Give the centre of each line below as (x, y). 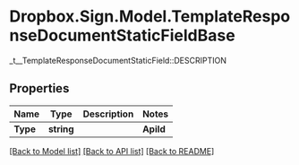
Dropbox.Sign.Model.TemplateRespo (150, 17)
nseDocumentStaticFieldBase (122, 35)
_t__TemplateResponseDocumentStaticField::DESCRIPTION (118, 60)
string (61, 129)
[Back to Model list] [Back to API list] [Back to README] (112, 151)
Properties (39, 88)
